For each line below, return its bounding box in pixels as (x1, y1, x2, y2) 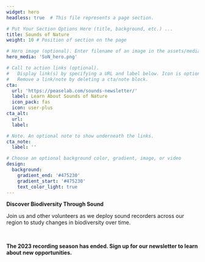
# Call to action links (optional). (6, 65, 99, 71)
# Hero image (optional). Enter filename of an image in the (6, 48, 165, 54)
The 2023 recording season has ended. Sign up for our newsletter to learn (6, 242, 198, 250)
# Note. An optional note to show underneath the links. (6, 133, 154, 139)
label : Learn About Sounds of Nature (12, 93, 108, 100)
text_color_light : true (17, 184, 78, 190)
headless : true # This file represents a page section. (6, 15, 154, 21)
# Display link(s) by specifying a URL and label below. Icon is (6, 70, 182, 77)
